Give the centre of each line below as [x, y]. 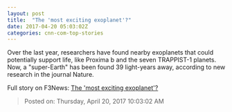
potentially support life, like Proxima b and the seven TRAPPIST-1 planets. [112, 60]
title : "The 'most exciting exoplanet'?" [69, 20]
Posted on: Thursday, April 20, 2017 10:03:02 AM [94, 102]
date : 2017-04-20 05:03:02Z [48, 26]
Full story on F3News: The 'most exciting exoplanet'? [83, 88]
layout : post [26, 13]
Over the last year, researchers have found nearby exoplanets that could [110, 53]
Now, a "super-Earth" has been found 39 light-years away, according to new [116, 67]
